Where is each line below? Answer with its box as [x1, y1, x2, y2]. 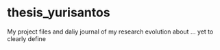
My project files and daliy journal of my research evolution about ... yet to [7, 27, 214, 36]
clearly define [7, 34, 47, 42]
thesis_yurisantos [7, 5, 111, 21]
